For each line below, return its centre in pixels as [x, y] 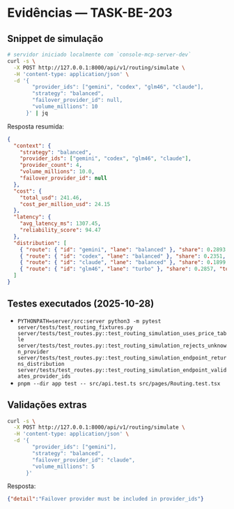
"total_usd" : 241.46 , [51, 198]
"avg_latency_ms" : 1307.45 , [60, 224]
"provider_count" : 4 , [51, 165]
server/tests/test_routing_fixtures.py [75, 327]
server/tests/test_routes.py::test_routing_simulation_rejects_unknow [122, 346]
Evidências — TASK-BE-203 [90, 13]
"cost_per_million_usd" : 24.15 [65, 204]
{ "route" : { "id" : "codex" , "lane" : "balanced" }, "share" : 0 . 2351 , [123, 256]
